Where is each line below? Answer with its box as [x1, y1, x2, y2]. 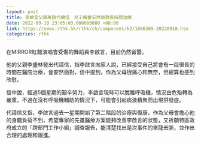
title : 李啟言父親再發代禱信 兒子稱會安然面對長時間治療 [6, 14, 132, 20]
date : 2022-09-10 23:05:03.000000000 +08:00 [6, 20, 119, 26]
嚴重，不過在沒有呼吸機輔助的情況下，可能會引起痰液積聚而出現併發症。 [6, 97, 184, 104]
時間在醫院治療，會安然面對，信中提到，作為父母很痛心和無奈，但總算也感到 [6, 68, 195, 76]
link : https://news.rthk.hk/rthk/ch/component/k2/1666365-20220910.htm [6, 25, 188, 32]
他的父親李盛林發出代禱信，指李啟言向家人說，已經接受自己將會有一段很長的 [6, 61, 195, 68]
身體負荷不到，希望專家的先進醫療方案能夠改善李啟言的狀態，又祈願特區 [11, 116, 190, 124]
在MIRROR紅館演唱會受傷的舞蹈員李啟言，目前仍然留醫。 [6, 49, 148, 56]
